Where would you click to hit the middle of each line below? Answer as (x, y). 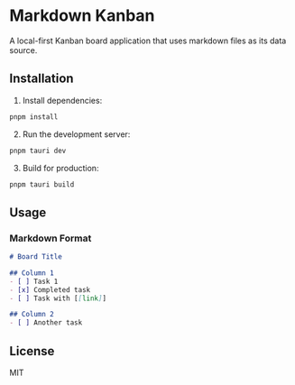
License (32, 351)
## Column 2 (32, 315)
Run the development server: (76, 134)
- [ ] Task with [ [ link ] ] (58, 298)
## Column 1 (32, 273)
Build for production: (60, 168)
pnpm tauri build (42, 184)
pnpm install (34, 117)
